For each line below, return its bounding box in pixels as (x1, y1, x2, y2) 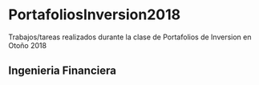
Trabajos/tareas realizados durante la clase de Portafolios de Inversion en (8, 32, 252, 42)
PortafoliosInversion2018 (8, 6, 181, 24)
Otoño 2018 (8, 40, 47, 50)
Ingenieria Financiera (8, 64, 116, 78)
